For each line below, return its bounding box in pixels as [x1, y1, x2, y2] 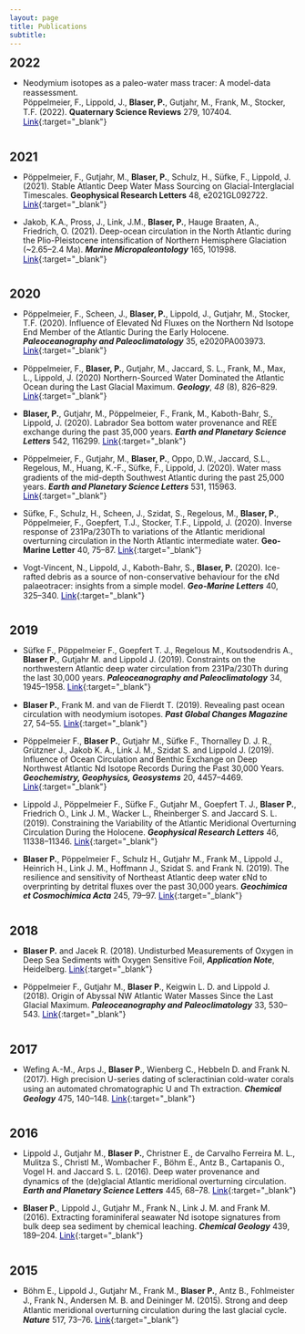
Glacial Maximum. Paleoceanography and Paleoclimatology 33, [22, 1000, 267, 1011]
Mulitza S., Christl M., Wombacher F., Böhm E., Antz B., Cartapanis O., [22, 1157, 285, 1168]
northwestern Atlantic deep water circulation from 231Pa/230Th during [22, 663, 289, 674]
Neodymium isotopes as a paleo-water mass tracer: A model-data [22, 78, 271, 89]
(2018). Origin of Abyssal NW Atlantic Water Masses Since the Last [22, 991, 274, 1002]
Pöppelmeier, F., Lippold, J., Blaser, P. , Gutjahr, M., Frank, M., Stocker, [22, 97, 286, 108]
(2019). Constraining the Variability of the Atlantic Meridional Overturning [22, 818, 297, 829]
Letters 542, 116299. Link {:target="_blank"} [22, 435, 187, 447]
